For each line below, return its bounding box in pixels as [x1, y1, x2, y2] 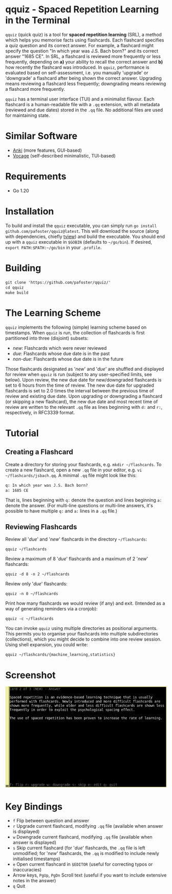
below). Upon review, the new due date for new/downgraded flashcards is [5, 376, 162, 383]
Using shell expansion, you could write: [5, 642, 88, 648]
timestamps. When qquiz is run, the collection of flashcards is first [5, 329, 145, 335]
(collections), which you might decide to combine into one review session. [5, 636, 162, 642]
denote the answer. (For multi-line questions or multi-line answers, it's [5, 502, 154, 508]
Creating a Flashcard [5, 448, 73, 456]
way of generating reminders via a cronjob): [5, 606, 98, 612]
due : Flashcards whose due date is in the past [12, 350, 110, 356]
